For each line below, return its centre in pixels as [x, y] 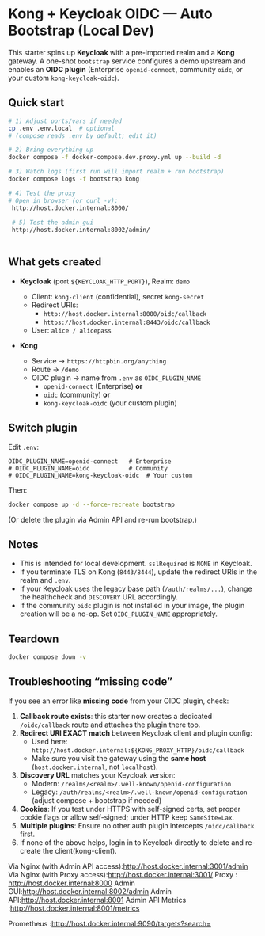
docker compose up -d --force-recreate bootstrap [92, 504]
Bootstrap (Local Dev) [81, 30]
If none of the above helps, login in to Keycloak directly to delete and [131, 842]
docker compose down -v [47, 657]
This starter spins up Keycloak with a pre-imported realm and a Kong [121, 52]
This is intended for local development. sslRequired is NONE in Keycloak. [136, 564]
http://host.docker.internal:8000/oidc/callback [125, 314]
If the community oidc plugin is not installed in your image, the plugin [132, 606]
